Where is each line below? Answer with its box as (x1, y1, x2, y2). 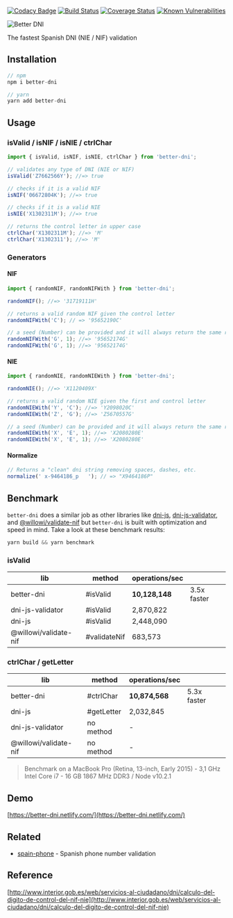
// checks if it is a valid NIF (7, 185, 101, 192)
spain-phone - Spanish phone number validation (17, 849, 156, 858)
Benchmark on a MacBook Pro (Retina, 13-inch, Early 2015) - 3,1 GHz (24, 765, 221, 773)
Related (7, 831, 42, 843)
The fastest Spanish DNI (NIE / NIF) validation (7, 33, 137, 42)
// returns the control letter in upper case (7, 223, 141, 230)
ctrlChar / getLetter (7, 657, 74, 667)
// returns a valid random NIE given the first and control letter (7, 397, 207, 405)
